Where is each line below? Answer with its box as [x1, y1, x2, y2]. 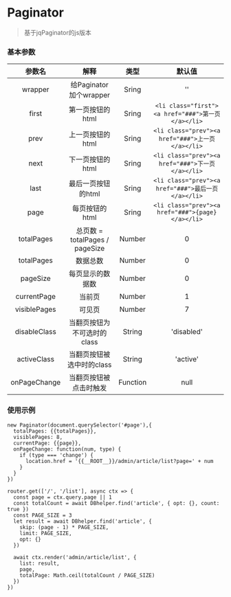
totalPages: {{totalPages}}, [13, 427, 97, 434]
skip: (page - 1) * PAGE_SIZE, [19, 523, 109, 530]
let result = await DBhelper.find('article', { [13, 517, 153, 525]
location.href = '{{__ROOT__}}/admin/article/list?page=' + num [25, 458, 214, 464]
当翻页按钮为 [68, 318, 111, 328]
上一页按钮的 [68, 130, 111, 139]
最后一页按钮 [68, 179, 111, 188]
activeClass [16, 354, 55, 364]
